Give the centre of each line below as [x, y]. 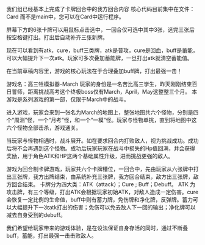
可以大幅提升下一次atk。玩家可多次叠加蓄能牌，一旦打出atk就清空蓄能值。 [100, 58]
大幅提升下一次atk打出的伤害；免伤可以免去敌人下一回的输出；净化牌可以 [104, 207]
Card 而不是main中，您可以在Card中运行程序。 [66, 17]
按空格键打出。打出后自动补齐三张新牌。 [57, 37]
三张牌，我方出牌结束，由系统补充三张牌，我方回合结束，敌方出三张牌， [102, 177]
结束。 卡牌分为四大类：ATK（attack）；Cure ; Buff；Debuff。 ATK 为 [109, 184]
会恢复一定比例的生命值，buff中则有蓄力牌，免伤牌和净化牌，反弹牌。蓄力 [100, 200]
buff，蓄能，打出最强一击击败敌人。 [52, 236]
